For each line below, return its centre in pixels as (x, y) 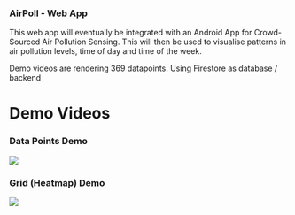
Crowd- (268, 33)
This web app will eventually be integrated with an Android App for (131, 33)
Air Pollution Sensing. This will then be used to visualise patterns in (164, 42)
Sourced (25, 42)
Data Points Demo (49, 142)
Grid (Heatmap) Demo (57, 182)
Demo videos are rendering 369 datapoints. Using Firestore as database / (144, 68)
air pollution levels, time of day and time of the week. (105, 51)
